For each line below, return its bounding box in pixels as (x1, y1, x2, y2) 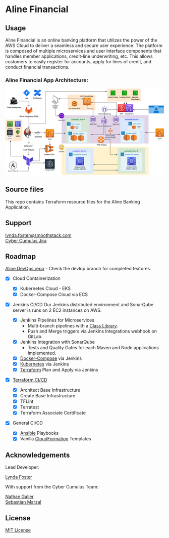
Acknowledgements (5, 450, 70, 459)
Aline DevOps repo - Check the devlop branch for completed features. (5, 266, 151, 272)
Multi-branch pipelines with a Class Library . (27, 322, 119, 328)
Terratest (20, 404, 39, 410)
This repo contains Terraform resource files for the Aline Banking (5, 198, 140, 204)
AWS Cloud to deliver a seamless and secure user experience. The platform (5, 43, 163, 49)
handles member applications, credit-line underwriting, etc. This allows (5, 53, 153, 59)
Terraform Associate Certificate (20, 410, 86, 416)
